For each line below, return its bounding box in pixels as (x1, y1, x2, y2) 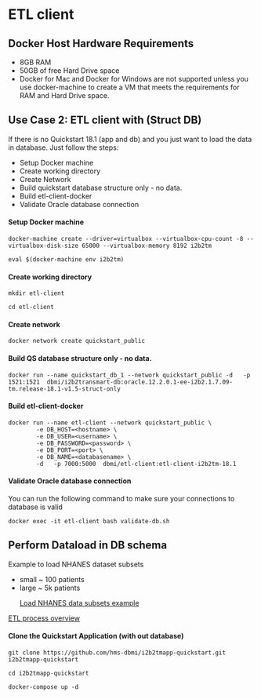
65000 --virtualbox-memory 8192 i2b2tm (82, 242, 212, 250)
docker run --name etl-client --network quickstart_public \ (8, 418, 212, 427)
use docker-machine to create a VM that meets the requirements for (19, 82, 241, 92)
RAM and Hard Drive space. (19, 91, 110, 100)
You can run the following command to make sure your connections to (8, 494, 235, 504)
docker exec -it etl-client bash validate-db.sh (8, 518, 170, 526)
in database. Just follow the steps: (8, 143, 119, 152)
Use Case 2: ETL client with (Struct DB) (8, 114, 202, 127)
